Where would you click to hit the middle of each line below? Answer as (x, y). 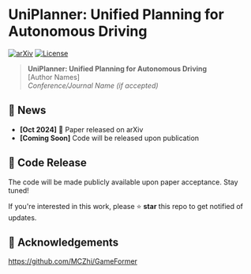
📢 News (27, 110)
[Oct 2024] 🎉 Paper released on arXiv (81, 129)
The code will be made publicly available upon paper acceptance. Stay (123, 182)
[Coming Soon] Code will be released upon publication (109, 138)
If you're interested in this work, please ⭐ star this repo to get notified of (126, 206)
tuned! (19, 190)
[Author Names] (54, 77)
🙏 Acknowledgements (64, 242)
